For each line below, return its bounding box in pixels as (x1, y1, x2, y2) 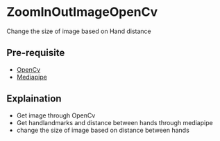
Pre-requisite (6, 47, 65, 59)
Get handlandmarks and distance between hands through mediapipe (16, 118, 213, 126)
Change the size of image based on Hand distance (6, 27, 151, 35)
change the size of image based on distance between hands (16, 126, 190, 134)
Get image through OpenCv (16, 111, 96, 120)
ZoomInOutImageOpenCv (6, 4, 158, 20)
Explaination (6, 93, 62, 104)
